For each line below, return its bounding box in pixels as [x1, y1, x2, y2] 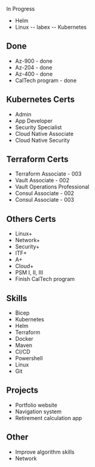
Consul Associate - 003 [15, 196, 74, 204]
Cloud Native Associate [15, 130, 74, 137]
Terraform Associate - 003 [15, 170, 82, 177]
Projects [6, 385, 39, 396]
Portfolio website [15, 401, 57, 408]
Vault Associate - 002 [15, 177, 70, 184]
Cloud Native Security [15, 137, 70, 144]
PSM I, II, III [15, 269, 44, 276]
